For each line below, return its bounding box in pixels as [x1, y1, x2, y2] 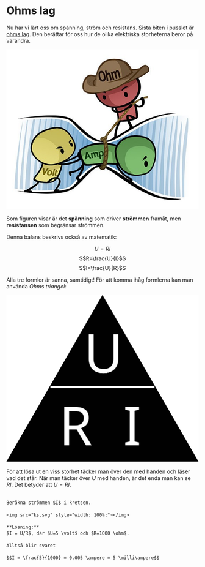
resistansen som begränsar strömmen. [6, 221, 105, 228]
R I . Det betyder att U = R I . [6, 481, 71, 489]
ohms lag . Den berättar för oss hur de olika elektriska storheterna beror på [6, 30, 193, 37]
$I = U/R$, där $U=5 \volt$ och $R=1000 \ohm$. [6, 530, 130, 536]
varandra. [6, 37, 31, 44]
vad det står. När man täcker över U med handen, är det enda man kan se [6, 475, 191, 482]
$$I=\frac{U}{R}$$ [79, 264, 126, 271]
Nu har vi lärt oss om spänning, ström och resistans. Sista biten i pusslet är [6, 24, 194, 31]
